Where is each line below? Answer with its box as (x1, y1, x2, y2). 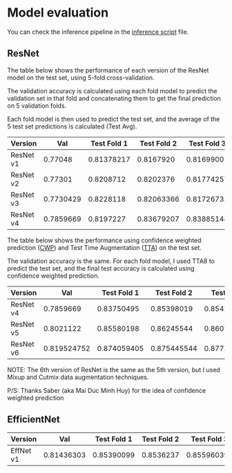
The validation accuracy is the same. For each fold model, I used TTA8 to (7, 257, 215, 265)
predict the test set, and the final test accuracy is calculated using (7, 264, 195, 272)
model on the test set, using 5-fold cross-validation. (7, 73, 155, 81)
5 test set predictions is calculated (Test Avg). (7, 122, 137, 131)
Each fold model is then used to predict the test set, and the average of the (7, 115, 220, 123)
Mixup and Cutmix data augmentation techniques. (7, 373, 149, 381)
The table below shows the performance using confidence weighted (7, 236, 202, 244)
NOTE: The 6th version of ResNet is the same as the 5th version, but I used (7, 365, 221, 374)
